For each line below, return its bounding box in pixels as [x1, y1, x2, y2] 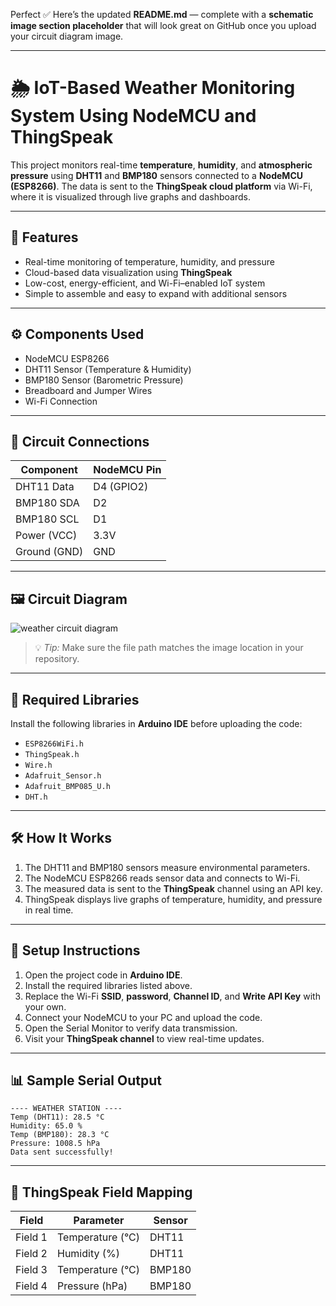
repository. [34, 653, 80, 665]
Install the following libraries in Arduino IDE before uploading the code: [10, 718, 303, 729]
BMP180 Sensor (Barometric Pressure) [24, 374, 184, 386]
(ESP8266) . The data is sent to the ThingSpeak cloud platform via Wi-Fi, [10, 180, 313, 192]
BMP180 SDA [15, 496, 80, 510]
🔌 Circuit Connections [10, 433, 150, 450]
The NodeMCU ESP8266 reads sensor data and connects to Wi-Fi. [24, 872, 301, 884]
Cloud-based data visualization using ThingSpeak [24, 266, 233, 278]
